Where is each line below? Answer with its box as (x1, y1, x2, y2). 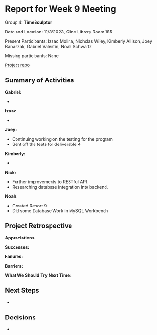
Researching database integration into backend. (12, 184, 108, 190)
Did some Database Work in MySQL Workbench (12, 207, 108, 214)
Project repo (5, 62, 30, 68)
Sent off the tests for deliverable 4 (12, 141, 81, 147)
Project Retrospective (5, 222, 72, 230)
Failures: (5, 254, 23, 259)
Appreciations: (5, 235, 36, 240)
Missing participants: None (5, 52, 59, 59)
